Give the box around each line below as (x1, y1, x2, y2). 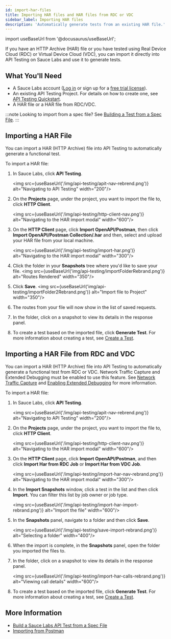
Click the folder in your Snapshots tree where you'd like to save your (12, 262, 158, 269)
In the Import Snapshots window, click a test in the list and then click (12, 486, 158, 492)
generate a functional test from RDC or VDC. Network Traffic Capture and (5, 369, 160, 375)
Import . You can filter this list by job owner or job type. (12, 492, 128, 498)
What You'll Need (5, 71, 62, 80)
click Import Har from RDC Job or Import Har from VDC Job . (12, 461, 141, 467)
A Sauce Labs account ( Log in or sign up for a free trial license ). (12, 85, 148, 91)
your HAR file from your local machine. (12, 237, 94, 243)
